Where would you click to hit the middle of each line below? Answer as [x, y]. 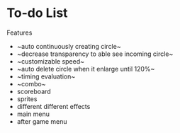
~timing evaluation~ [46, 76]
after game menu [42, 121]
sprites [27, 99]
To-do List [37, 13]
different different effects [54, 106]
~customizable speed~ [50, 61]
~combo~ [31, 83]
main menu [33, 114]
